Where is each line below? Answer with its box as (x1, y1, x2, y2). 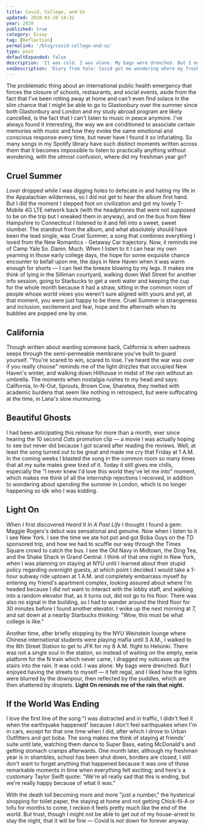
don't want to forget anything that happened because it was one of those (6, 760, 189, 767)
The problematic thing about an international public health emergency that (6, 82, 192, 89)
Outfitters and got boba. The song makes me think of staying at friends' (6, 734, 185, 742)
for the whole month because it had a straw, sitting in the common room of (6, 284, 193, 291)
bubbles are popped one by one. (6, 310, 88, 317)
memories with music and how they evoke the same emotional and (6, 127, 173, 134)
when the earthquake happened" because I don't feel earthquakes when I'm (6, 721, 197, 728)
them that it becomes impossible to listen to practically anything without (6, 147, 186, 154)
